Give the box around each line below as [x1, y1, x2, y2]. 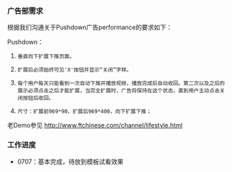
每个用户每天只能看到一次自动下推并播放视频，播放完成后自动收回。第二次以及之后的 [17, 80, 225, 87]
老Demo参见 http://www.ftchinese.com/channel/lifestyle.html [7, 121, 183, 130]
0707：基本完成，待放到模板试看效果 [17, 157, 124, 166]
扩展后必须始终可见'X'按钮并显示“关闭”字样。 [17, 67, 132, 74]
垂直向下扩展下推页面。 [17, 53, 75, 60]
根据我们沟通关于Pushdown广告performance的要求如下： [7, 23, 173, 32]
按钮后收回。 [22, 95, 54, 102]
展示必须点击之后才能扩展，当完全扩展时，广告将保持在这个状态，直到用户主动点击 [17, 87, 220, 94]
